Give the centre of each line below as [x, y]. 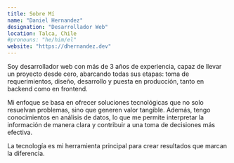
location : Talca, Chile [42, 33]
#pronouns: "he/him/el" [42, 40]
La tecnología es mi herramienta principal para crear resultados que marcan [117, 146]
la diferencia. [26, 153]
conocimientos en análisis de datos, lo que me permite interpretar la [106, 117]
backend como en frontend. [47, 89]
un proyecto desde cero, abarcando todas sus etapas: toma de [98, 74]
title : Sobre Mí [31, 14]
